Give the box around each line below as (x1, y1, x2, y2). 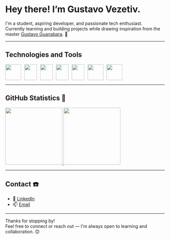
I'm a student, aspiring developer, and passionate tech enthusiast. (5, 20, 143, 26)
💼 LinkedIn (12, 196, 35, 202)
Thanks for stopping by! (5, 218, 55, 224)
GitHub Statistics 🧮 (5, 94, 66, 102)
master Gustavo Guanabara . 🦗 (5, 31, 68, 37)
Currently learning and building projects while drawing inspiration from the (5, 25, 160, 31)
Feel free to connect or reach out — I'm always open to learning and (5, 223, 148, 229)
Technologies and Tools (5, 51, 82, 59)
